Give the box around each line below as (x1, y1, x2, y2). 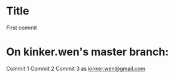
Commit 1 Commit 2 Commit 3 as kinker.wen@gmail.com (6, 65, 145, 72)
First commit (6, 24, 37, 31)
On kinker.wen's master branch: (6, 45, 169, 59)
